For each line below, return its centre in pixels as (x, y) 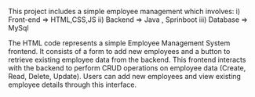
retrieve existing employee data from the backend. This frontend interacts (127, 59)
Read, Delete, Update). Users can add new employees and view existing (125, 76)
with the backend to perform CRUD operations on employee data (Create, (127, 68)
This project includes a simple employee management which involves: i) (124, 11)
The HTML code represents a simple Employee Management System (119, 43)
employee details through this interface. (73, 84)
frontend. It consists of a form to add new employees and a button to (119, 51)
